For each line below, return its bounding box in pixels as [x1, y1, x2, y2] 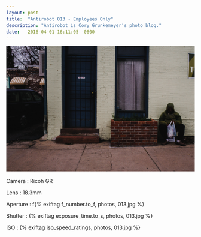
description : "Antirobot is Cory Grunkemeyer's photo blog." [6, 22, 162, 28]
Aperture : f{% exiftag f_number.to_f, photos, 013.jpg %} [6, 200, 145, 208]
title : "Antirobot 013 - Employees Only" [6, 16, 114, 22]
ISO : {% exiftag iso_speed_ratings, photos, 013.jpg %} [6, 224, 141, 231]
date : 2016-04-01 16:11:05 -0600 [6, 29, 95, 35]
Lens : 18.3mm [6, 189, 42, 196]
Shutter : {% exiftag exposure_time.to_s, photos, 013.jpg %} [6, 212, 153, 219]
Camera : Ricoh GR [6, 177, 53, 184]
